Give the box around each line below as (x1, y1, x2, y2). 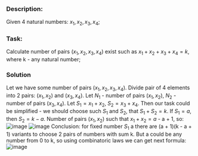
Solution (6, 71, 32, 79)
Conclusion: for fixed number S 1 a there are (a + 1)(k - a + (51, 123, 192, 132)
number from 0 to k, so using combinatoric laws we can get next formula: (6, 137, 187, 144)
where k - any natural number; (6, 56, 81, 63)
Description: (6, 5, 43, 13)
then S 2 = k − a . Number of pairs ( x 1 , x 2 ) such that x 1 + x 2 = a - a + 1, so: (6, 115, 184, 124)
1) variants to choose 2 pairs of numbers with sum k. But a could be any (6, 130, 182, 138)
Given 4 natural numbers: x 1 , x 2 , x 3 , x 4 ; (6, 18, 100, 27)
